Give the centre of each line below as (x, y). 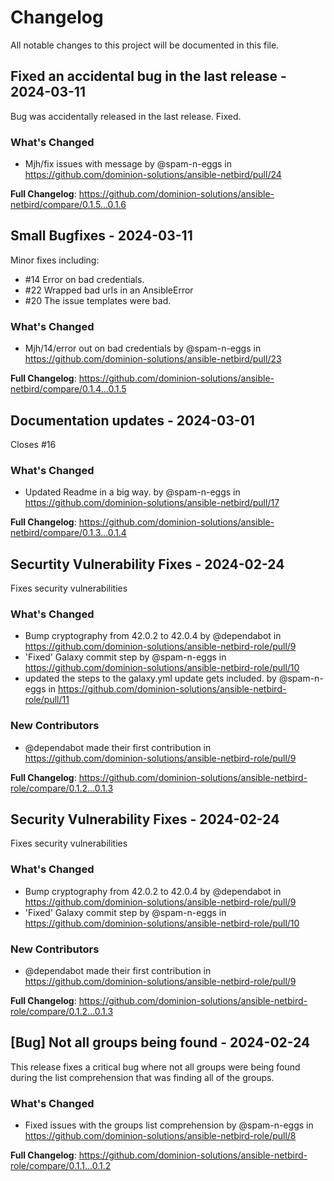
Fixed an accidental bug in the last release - (148, 76)
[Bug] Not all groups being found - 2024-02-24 (160, 1042)
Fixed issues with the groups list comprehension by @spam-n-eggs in (169, 1125)
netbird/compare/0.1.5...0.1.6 (68, 205)
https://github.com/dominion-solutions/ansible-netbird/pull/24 (153, 175)
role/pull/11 (47, 700)
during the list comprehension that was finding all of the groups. (142, 1077)
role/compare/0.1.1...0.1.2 (61, 1166)
